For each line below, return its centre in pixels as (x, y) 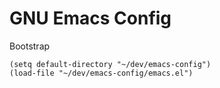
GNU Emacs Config (90, 18)
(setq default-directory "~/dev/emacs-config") (110, 64)
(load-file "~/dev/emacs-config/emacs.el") (101, 73)
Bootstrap (30, 46)
